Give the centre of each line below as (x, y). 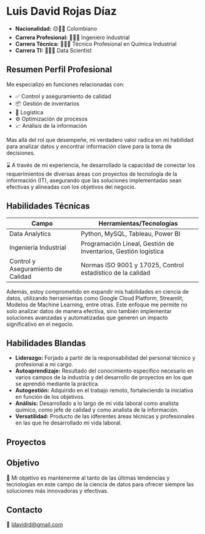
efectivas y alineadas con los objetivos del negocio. (71, 187)
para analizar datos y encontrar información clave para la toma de (89, 146)
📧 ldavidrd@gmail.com (34, 525)
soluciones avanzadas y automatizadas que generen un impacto (87, 317)
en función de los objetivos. (50, 397)
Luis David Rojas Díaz (62, 11)
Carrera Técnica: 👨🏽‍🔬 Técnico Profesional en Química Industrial (96, 43)
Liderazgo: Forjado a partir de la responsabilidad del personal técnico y (105, 358)
